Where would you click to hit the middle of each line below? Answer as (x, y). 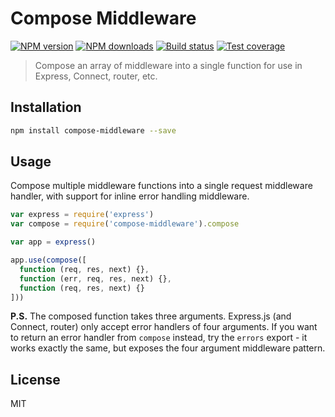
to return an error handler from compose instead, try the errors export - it (159, 338)
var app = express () (53, 242)
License (35, 379)
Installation (46, 107)
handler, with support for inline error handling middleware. (130, 196)
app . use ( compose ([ (48, 260)
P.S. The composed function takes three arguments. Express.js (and (151, 316)
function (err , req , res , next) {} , (95, 278)
